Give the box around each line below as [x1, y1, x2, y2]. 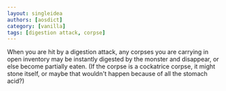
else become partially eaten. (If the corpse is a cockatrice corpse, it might [7, 62, 216, 70]
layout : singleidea [7, 10, 63, 17]
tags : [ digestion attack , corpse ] [7, 29, 106, 36]
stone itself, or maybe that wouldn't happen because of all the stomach [7, 70, 208, 78]
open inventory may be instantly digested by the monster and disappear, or [7, 55, 219, 64]
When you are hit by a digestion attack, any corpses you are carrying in [7, 48, 209, 56]
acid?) [7, 77, 25, 86]
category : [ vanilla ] [7, 23, 66, 29]
